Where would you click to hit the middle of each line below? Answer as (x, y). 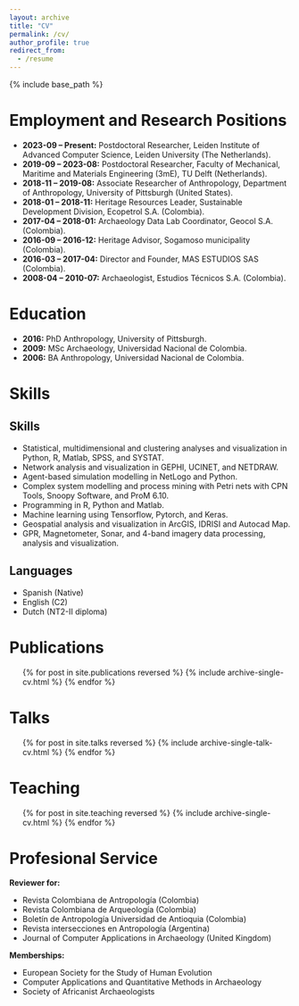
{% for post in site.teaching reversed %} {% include (117, 812)
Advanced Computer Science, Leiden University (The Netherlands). (146, 154)
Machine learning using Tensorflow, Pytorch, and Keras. (125, 514)
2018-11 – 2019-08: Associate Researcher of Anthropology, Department (154, 183)
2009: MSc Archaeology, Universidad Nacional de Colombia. (134, 348)
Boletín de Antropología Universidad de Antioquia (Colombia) (134, 919)
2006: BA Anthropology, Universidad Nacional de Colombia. (133, 357)
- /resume (35, 59)
